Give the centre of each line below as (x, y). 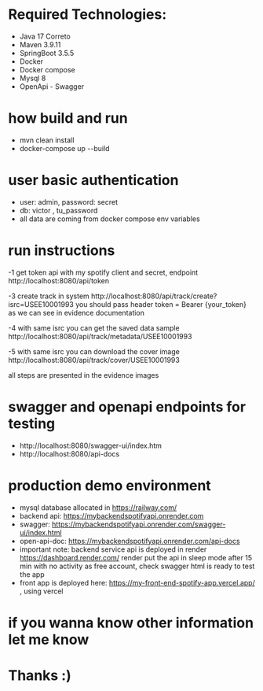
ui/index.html (40, 532)
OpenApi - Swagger (52, 86)
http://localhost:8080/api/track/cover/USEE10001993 (94, 360)
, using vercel (41, 591)
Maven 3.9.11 (40, 44)
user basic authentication (93, 181)
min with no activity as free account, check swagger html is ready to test (137, 566)
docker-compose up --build (64, 148)
